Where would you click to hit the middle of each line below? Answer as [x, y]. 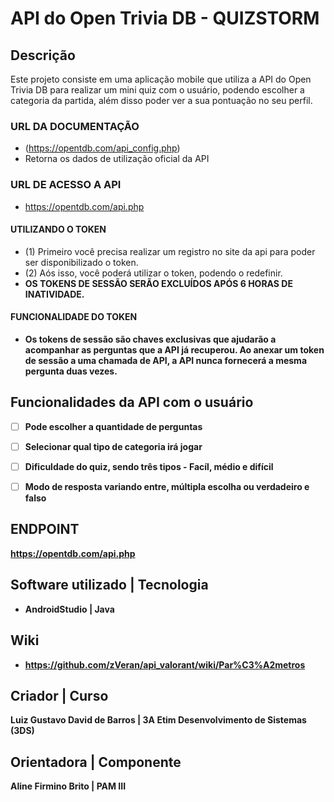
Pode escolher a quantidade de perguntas [113, 426]
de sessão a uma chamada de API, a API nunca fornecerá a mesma [166, 360]
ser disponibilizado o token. [81, 262]
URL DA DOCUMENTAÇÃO [75, 126]
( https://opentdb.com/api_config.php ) [102, 148]
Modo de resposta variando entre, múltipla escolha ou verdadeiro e [167, 486]
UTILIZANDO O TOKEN [58, 229]
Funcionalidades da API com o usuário [132, 402]
